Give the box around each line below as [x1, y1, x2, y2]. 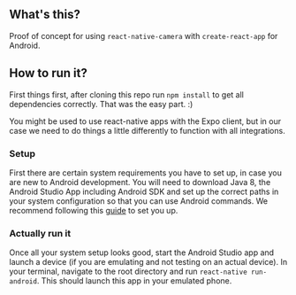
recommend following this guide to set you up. [9, 205, 178, 215]
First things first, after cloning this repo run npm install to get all [9, 89, 245, 100]
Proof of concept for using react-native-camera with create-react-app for [9, 30, 278, 41]
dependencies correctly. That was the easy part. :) [9, 98, 194, 109]
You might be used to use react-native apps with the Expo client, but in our [9, 115, 281, 127]
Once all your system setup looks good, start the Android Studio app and [9, 247, 275, 258]
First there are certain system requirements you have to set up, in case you [9, 167, 283, 178]
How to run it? [9, 66, 88, 81]
